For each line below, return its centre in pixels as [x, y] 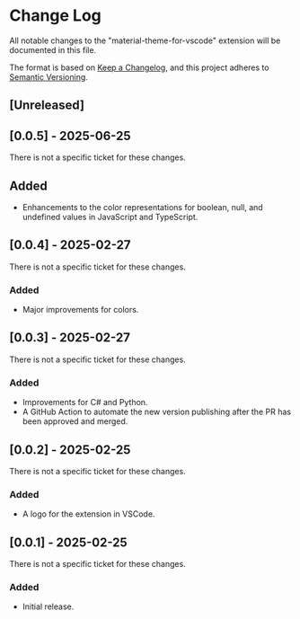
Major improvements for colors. [80, 310]
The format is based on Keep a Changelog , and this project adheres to [139, 67]
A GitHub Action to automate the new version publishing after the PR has [157, 412]
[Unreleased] [47, 106]
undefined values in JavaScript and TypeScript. [110, 217]
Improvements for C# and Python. [85, 402]
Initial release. [48, 606]
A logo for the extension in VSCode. [88, 514]
